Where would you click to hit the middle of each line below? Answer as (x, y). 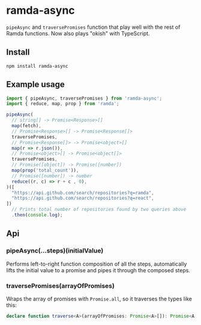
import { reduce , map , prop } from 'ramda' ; (63, 104)
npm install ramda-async (37, 66)
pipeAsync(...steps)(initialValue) (55, 251)
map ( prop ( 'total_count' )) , (45, 171)
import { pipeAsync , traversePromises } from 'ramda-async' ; (84, 98)
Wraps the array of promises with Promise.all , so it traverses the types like (99, 299)
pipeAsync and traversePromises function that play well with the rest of (93, 27)
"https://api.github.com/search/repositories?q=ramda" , (83, 192)
